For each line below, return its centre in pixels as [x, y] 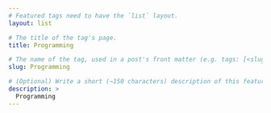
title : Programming [41, 45]
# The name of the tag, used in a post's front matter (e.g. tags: [124, 60]
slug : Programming [39, 67]
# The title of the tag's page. [63, 38]
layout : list [30, 23]
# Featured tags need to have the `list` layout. [94, 16]
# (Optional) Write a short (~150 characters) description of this [124, 82]
